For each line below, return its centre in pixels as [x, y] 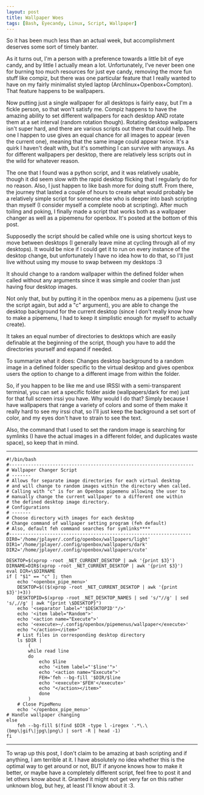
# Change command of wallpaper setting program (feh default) [87, 524]
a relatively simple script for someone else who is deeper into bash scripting [102, 199]
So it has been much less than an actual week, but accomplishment [90, 41]
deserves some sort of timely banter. [52, 47]
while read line [49, 651]
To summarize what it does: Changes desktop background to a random [95, 361]
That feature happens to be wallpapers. [56, 91]
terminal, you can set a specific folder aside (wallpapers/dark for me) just [98, 392]
